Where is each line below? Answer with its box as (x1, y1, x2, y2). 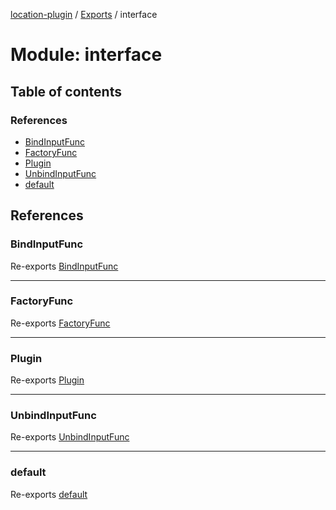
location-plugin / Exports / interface (10, 9, 158, 20)
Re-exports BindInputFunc (10, 260, 119, 272)
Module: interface (10, 44, 163, 66)
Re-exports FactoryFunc (10, 317, 111, 329)
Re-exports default (10, 488, 88, 500)
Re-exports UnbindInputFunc (10, 431, 130, 443)
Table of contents (10, 83, 122, 100)
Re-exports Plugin (10, 374, 85, 386)
